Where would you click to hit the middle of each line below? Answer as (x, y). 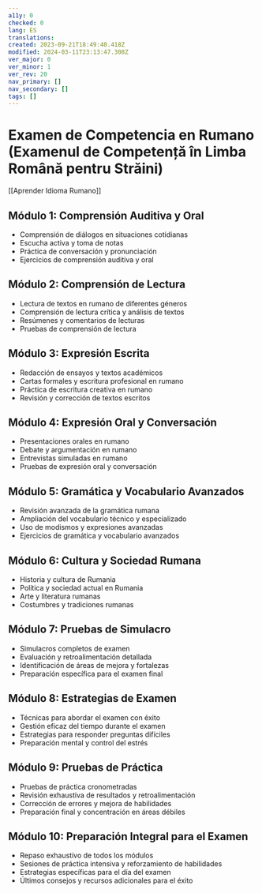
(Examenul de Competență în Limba (127, 152)
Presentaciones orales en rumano (74, 441)
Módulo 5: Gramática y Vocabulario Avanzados (126, 492)
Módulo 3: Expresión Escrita (79, 353)
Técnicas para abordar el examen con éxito (90, 717)
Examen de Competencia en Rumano (131, 135)
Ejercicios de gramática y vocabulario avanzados (99, 536)
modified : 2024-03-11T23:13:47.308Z (68, 52)
